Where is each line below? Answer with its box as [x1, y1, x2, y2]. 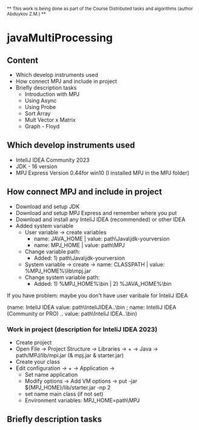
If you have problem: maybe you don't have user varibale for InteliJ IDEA [7, 291, 188, 299]
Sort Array [24, 110, 51, 117]
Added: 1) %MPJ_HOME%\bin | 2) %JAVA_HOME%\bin [33, 280, 172, 287]
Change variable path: [24, 248, 81, 255]
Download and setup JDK [15, 203, 80, 210]
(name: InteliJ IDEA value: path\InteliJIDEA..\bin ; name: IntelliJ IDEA [7, 303, 177, 311]
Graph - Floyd [24, 123, 60, 130]
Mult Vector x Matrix [24, 116, 76, 124]
